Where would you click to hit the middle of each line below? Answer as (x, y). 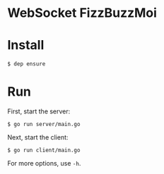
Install (26, 45)
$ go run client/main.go (44, 150)
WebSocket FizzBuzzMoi (82, 13)
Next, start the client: (38, 137)
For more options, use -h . (44, 163)
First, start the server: (39, 111)
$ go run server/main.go (44, 125)
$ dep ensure (27, 64)
